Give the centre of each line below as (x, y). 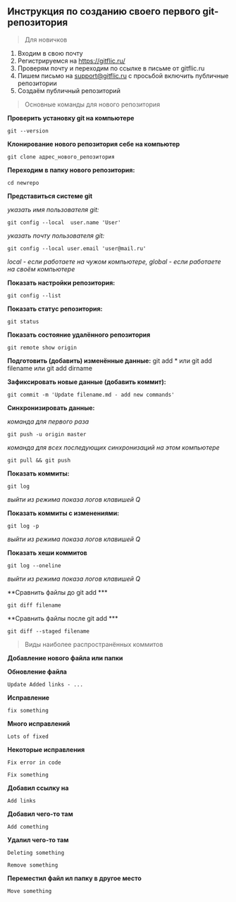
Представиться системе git (50, 196)
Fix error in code (34, 762)
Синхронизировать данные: (51, 407)
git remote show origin (42, 347)
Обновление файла (37, 672)
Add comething (28, 827)
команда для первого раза (48, 421)
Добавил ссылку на (38, 788)
